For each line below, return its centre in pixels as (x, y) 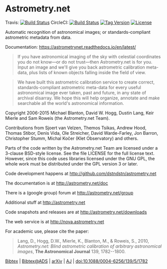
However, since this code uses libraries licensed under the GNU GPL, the (80, 158)
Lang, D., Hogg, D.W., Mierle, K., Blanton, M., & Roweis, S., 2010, (83, 241)
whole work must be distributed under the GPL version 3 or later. (72, 164)
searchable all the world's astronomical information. (71, 103)
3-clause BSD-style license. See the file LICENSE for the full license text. (80, 153)
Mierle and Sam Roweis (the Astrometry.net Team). (58, 118)
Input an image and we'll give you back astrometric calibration (81, 67)
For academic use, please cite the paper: (47, 231)
